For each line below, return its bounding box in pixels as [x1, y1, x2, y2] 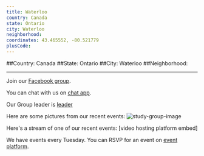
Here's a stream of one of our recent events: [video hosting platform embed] [6, 124, 198, 132]
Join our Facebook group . [6, 77, 71, 84]
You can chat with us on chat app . [6, 89, 92, 96]
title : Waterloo [6, 9, 47, 15]
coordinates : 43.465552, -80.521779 [6, 37, 99, 43]
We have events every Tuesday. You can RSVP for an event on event [6, 136, 178, 143]
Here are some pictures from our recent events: [6, 112, 126, 119]
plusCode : [6, 43, 32, 49]
